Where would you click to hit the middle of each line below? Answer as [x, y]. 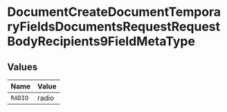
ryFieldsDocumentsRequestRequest [113, 27]
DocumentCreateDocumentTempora [114, 12]
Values [22, 67]
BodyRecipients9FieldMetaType [101, 41]
